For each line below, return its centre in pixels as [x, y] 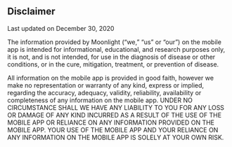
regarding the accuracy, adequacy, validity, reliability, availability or [104, 92]
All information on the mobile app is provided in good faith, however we [111, 78]
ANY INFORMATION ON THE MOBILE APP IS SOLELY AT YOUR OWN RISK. [116, 137]
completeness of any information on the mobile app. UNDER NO [100, 100]
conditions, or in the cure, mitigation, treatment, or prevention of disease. [113, 64]
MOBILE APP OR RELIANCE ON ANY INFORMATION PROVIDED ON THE [111, 122]
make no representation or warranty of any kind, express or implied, [106, 85]
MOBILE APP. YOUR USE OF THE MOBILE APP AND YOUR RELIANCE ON [113, 129]
